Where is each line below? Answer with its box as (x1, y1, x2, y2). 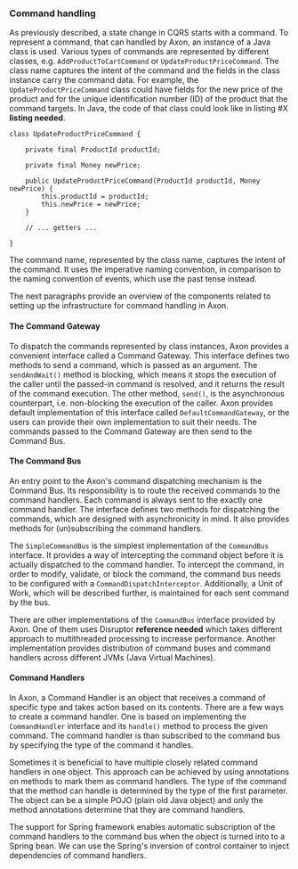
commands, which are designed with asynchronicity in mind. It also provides (9, 513, 290, 524)
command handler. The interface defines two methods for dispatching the (9, 504, 280, 514)
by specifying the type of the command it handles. (9, 739, 194, 750)
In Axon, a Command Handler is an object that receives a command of (9, 692, 266, 702)
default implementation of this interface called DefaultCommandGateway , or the (9, 406, 290, 417)
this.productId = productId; (41, 193, 149, 201)
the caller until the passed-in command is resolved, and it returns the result (9, 378, 285, 389)
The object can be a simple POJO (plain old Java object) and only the (9, 794, 264, 805)
